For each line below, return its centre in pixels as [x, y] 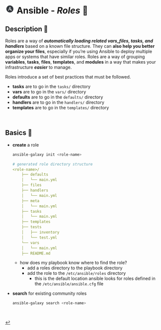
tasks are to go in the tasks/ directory [51, 86]
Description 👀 [27, 29]
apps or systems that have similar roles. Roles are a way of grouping [75, 57]
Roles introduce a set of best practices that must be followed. [68, 77]
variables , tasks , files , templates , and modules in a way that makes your [80, 62]
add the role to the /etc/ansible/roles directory [77, 273]
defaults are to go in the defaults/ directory [58, 97]
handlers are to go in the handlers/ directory [58, 102]
